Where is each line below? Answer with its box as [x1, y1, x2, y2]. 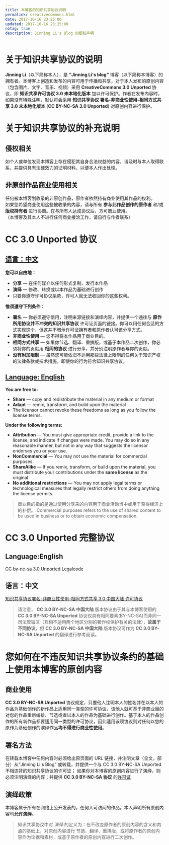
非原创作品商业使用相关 [5, 181, 78, 189]
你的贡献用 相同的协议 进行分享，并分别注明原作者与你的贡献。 [21, 345, 152, 351]
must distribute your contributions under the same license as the [12, 469, 147, 475]
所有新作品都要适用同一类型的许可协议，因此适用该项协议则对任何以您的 [14, 718, 164, 725]
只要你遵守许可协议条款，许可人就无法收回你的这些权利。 [12, 292, 132, 298]
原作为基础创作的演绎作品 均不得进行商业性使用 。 [5, 725, 107, 731]
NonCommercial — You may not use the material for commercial [12, 453, 147, 459]
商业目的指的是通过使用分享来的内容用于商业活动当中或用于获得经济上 [17, 501, 163, 507]
